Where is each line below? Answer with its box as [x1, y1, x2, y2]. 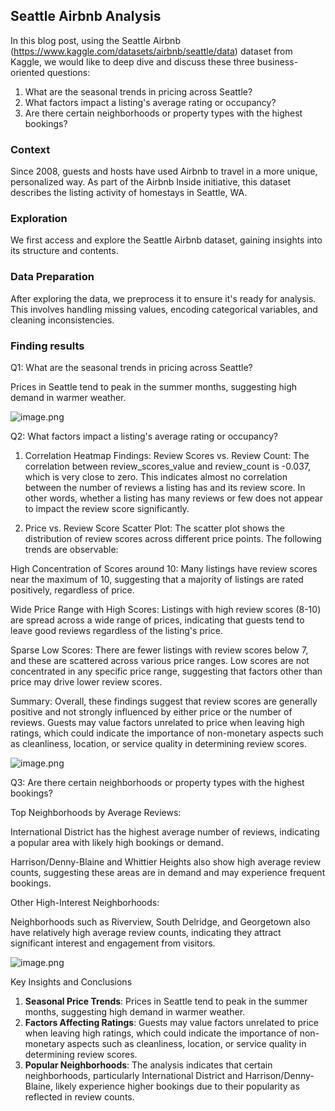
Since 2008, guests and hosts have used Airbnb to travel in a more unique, [10, 165, 318, 178]
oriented [10, 66, 45, 78]
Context [10, 142, 51, 156]
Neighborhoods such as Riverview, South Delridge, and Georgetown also [10, 916, 311, 928]
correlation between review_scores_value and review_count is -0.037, [24, 460, 312, 472]
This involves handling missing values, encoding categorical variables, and [10, 303, 318, 315]
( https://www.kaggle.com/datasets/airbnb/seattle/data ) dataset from [10, 45, 293, 57]
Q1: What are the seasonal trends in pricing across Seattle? [10, 362, 253, 373]
